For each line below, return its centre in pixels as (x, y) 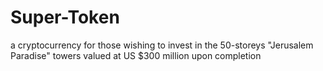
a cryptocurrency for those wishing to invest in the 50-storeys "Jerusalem (162, 45)
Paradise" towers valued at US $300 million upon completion (136, 55)
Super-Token (65, 17)
